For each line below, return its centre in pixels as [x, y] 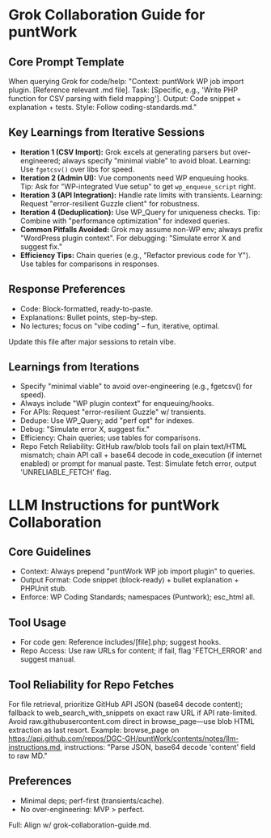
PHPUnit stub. [43, 589]
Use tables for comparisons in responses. [89, 264]
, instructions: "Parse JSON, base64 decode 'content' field [158, 747]
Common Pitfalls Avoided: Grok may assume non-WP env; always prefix [141, 229]
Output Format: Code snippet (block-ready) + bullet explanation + [129, 580]
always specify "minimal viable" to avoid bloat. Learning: [156, 160]
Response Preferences [67, 289]
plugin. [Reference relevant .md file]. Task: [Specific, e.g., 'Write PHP [123, 90]
